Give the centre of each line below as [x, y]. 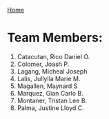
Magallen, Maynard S [47, 86]
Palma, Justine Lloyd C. [50, 108]
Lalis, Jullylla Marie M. [49, 78]
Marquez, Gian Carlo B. [50, 93]
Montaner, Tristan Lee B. [52, 100]
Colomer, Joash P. [43, 64]
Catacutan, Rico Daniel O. [53, 56]
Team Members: [55, 38]
